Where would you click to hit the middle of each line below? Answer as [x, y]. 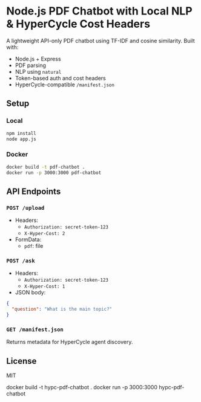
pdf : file [34, 246]
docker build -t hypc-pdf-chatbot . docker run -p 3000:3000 [82, 387]
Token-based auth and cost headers [60, 78]
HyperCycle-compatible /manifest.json [65, 84]
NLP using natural [38, 71]
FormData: [28, 239]
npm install [21, 133]
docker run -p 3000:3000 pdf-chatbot [54, 173]
